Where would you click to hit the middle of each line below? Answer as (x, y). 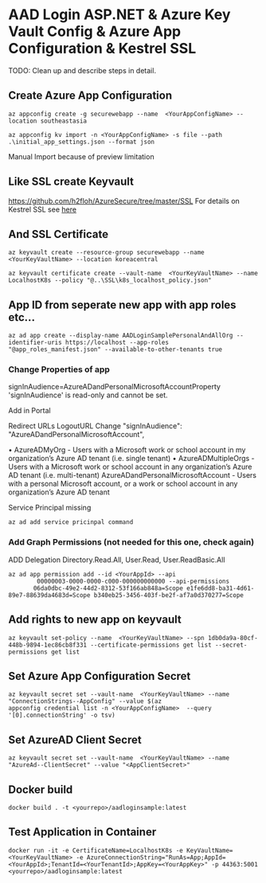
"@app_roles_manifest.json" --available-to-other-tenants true (115, 350)
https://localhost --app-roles (117, 343)
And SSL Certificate (59, 234)
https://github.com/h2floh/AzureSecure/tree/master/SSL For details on (124, 201)
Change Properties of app (59, 369)
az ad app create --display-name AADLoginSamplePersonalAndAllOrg (121, 336)
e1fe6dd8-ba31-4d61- (220, 588)
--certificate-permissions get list (151, 645)
